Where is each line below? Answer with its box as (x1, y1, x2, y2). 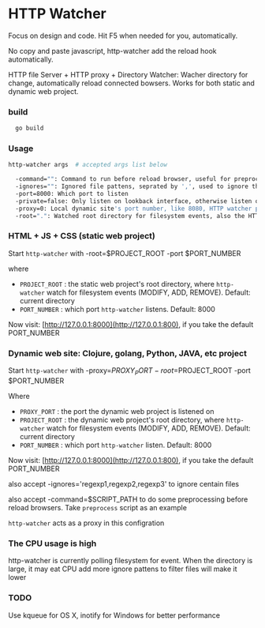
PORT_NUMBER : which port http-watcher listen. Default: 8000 (19, 440, 212, 449)
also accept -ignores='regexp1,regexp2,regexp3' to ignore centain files (8, 479, 239, 488)
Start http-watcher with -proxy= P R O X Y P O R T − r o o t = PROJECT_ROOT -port (8, 366, 251, 377)
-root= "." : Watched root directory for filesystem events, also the (15, 212, 245, 220)
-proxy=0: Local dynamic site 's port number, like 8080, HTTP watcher (15, 205, 252, 212)
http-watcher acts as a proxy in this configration (8, 518, 165, 528)
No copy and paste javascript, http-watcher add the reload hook (8, 46, 217, 55)
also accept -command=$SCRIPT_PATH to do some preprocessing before (8, 495, 248, 504)
